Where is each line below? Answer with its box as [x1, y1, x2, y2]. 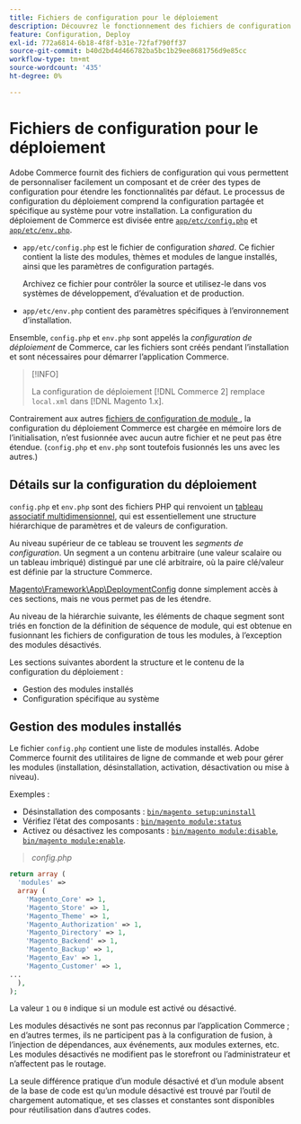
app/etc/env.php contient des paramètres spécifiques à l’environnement [22, 305, 289, 315]
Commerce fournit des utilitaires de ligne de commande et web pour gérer [9, 752, 285, 764]
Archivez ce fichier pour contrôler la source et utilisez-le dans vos [22, 278, 267, 288]
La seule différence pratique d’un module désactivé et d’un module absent [9, 1075, 285, 1087]
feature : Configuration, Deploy [9, 30, 130, 39]
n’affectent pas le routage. [9, 1058, 107, 1069]
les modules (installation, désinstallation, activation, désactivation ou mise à [9, 762, 290, 773]
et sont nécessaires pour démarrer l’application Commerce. [9, 351, 229, 362]
